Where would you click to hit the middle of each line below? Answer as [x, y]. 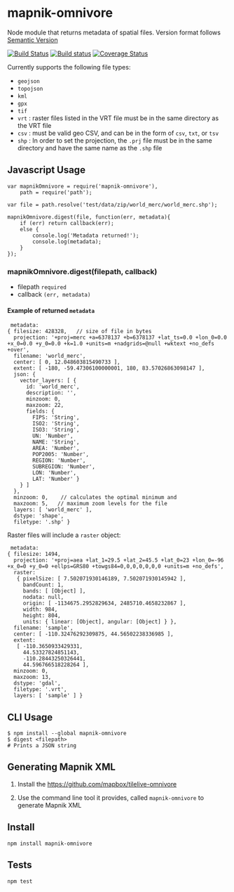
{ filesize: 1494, [34, 554]
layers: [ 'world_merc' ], [53, 510]
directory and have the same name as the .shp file [90, 148]
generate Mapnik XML [49, 805]
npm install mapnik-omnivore [50, 843]
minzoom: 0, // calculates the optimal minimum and [95, 498]
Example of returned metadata [51, 310]
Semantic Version [33, 39]
